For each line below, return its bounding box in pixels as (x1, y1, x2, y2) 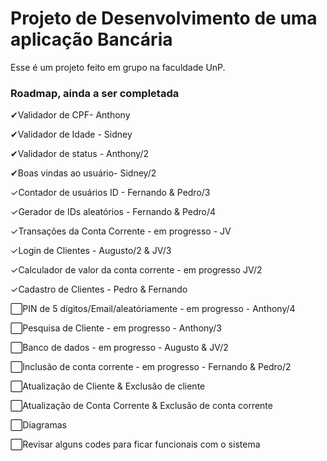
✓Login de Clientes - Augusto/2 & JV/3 (10, 245, 172, 257)
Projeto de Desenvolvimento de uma (10, 7, 318, 30)
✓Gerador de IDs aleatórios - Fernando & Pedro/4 (10, 206, 217, 218)
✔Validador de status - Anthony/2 (10, 148, 149, 160)
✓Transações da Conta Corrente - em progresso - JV (10, 225, 232, 237)
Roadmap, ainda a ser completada (10, 86, 180, 100)
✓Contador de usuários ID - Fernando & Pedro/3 (10, 187, 211, 199)
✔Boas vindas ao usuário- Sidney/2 (10, 167, 157, 179)
